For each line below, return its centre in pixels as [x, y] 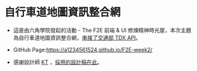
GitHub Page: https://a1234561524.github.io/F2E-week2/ [83, 49]
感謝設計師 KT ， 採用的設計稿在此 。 [58, 62]
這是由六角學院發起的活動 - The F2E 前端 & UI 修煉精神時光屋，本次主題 [102, 30]
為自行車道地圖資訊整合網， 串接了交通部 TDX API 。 [77, 37]
